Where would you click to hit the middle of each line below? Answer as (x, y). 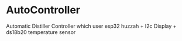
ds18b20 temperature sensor (41, 32)
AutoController (43, 10)
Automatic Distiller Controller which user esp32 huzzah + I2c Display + (91, 26)
